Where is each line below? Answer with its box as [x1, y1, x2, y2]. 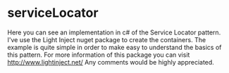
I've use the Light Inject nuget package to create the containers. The [7, 35, 206, 44]
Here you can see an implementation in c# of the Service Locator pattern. [7, 28, 221, 36]
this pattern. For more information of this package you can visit [7, 51, 190, 59]
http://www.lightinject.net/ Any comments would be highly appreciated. [7, 58, 215, 66]
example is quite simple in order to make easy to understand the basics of [7, 43, 222, 51]
